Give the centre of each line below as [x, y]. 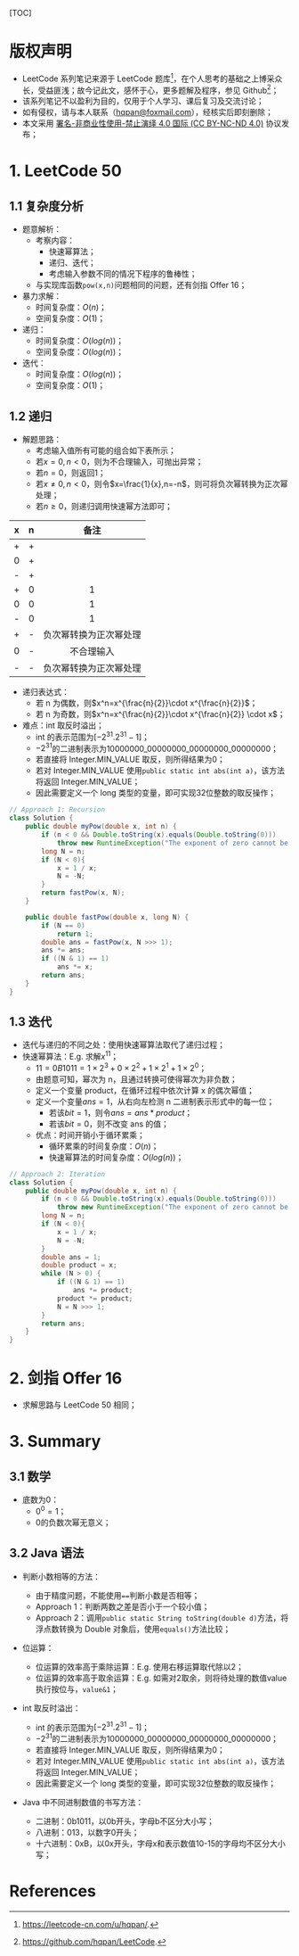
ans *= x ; [75, 967]
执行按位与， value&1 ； [77, 1688]
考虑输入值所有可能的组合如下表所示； [105, 450]
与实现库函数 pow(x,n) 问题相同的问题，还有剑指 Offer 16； [141, 285]
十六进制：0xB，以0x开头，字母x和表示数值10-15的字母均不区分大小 [161, 1843]
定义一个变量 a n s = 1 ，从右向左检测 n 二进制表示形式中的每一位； [155, 1102]
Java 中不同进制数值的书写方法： [83, 1802]
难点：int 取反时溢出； [63, 725]
